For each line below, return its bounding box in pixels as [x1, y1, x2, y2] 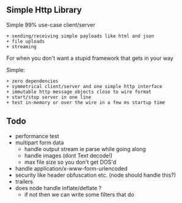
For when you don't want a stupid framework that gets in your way [6, 54, 174, 62]
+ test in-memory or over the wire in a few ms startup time [6, 99, 166, 106]
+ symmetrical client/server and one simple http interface [6, 83, 163, 89]
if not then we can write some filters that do [24, 191, 134, 198]
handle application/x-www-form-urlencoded [15, 164, 128, 172]
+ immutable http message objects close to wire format [6, 89, 151, 95]
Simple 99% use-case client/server [6, 21, 96, 28]
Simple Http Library [6, 5, 82, 15]
